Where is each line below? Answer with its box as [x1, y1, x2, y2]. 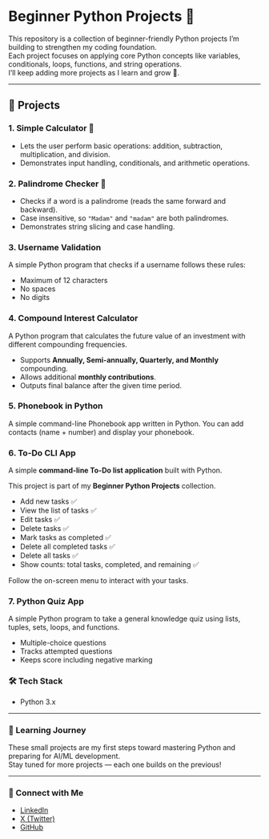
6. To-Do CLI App [8, 447, 76, 458]
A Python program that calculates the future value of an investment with [8, 330, 246, 340]
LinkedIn [19, 805, 49, 815]
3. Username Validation [8, 241, 102, 253]
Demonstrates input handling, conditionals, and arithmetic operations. [19, 158, 251, 168]
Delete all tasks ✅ [19, 551, 78, 561]
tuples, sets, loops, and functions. [8, 622, 120, 632]
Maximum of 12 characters [19, 276, 108, 286]
